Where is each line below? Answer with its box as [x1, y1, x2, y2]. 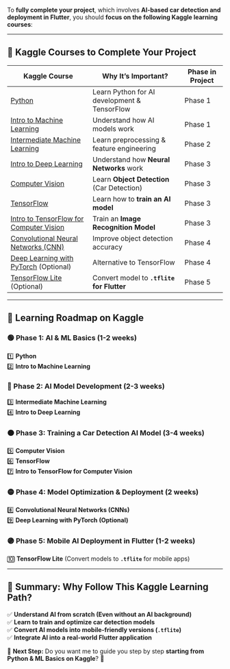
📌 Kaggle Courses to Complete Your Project [7, 47, 196, 58]
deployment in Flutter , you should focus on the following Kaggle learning [7, 13, 218, 21]
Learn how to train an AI [92, 194, 171, 204]
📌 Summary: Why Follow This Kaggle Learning [7, 581, 209, 593]
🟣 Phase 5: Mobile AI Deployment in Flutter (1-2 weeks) [7, 536, 196, 546]
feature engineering [92, 143, 156, 153]
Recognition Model [92, 222, 156, 232]
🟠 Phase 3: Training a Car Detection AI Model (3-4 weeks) [7, 428, 205, 437]
